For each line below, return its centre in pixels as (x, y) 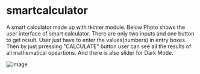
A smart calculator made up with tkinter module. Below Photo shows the (96, 27)
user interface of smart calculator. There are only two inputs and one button (100, 33)
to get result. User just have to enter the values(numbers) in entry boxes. (96, 40)
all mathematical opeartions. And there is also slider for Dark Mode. (90, 52)
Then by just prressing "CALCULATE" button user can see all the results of (99, 46)
